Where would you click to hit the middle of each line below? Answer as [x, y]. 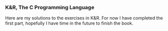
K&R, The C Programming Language [50, 7]
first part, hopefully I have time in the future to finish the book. [69, 23]
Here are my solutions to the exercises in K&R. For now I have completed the [84, 18]
